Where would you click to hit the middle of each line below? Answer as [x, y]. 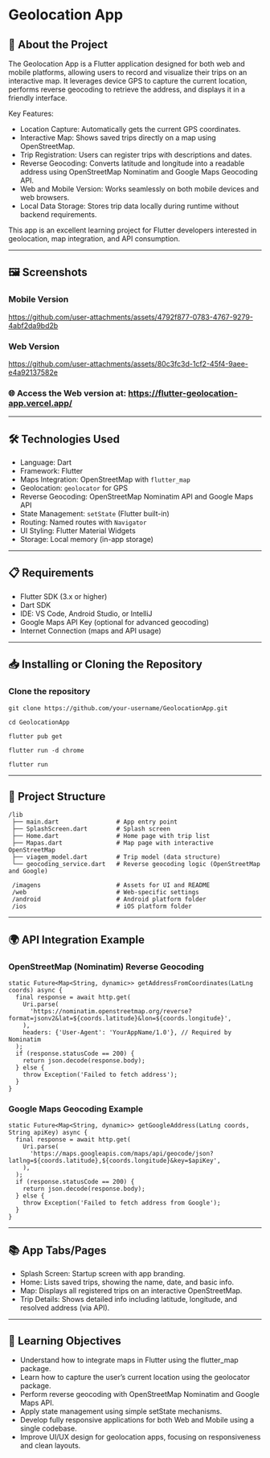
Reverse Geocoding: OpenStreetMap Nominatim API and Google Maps [137, 497]
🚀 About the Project [58, 45]
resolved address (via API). [65, 1308]
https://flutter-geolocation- [183, 393]
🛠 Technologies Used [64, 439]
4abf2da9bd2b [33, 325]
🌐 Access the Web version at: [67, 393]
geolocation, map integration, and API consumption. [94, 238]
